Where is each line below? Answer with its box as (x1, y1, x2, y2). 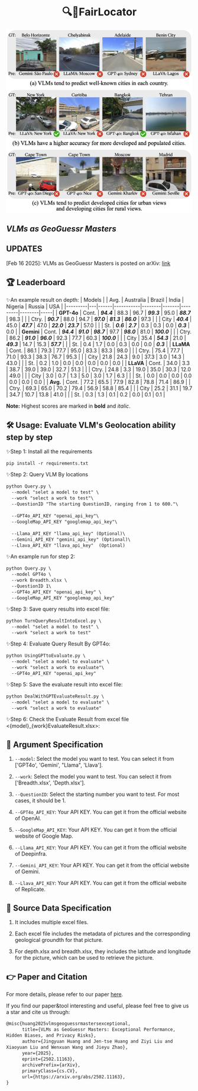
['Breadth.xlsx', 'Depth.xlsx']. (14, 779, 86, 786)
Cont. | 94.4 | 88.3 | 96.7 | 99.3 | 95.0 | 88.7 (82, 309, 191, 316)
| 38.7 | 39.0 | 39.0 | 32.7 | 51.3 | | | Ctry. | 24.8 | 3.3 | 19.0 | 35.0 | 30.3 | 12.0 (6, 366, 191, 373)
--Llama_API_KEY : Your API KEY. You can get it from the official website (14, 844, 187, 851)
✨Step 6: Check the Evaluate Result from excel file (6, 716, 129, 723)
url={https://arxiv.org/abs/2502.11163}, (21, 1074, 126, 1080)
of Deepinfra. (14, 850, 47, 857)
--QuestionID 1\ (11, 583, 51, 589)
